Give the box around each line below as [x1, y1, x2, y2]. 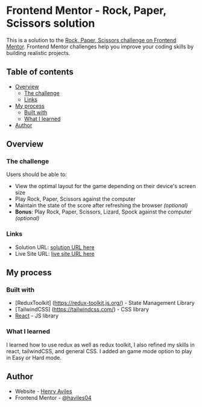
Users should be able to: [6, 171, 68, 178]
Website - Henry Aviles [14, 388, 72, 395]
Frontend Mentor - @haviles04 [14, 394, 92, 401]
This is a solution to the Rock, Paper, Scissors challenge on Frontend [6, 36, 177, 44]
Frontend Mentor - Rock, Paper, [6, 4, 167, 18]
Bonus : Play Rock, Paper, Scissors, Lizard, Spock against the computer [14, 208, 192, 215]
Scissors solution [6, 16, 95, 30]
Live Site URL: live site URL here [14, 250, 95, 257]
